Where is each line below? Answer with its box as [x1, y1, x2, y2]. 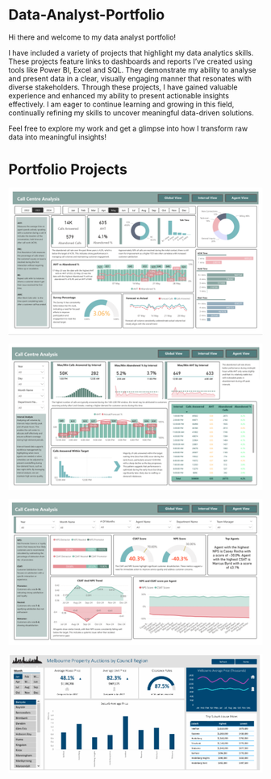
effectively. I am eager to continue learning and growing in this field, [8, 99, 235, 109]
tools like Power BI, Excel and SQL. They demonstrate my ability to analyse [8, 65, 256, 74]
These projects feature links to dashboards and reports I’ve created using [8, 56, 252, 66]
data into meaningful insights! [8, 131, 107, 142]
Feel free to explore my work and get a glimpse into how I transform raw [8, 123, 248, 133]
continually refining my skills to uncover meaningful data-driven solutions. [8, 107, 254, 118]
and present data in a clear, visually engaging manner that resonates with [8, 73, 252, 83]
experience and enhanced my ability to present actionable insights [8, 90, 230, 100]
